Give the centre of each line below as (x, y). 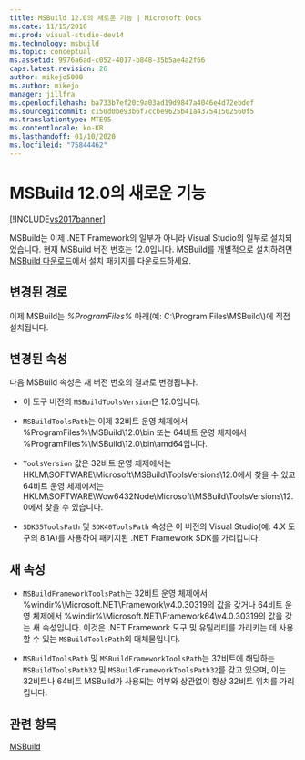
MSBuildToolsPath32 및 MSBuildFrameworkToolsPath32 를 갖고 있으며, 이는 (154, 670)
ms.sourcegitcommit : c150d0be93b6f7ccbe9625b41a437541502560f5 (132, 111)
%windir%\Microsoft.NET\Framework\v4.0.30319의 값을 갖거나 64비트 (152, 605)
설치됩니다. (29, 327)
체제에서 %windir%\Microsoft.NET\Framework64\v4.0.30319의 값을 (158, 616)
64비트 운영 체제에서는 (63, 486)
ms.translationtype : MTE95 (61, 120)
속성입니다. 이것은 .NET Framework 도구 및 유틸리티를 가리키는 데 (160, 628)
